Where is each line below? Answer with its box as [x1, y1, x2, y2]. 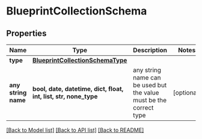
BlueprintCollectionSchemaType [32, 56, 127, 64]
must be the [133, 96, 167, 104]
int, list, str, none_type [32, 92, 98, 100]
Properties [6, 28, 47, 39]
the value [133, 88, 159, 97]
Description [133, 46, 167, 54]
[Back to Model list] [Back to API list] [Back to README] [6, 126, 144, 134]
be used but [133, 81, 167, 89]
